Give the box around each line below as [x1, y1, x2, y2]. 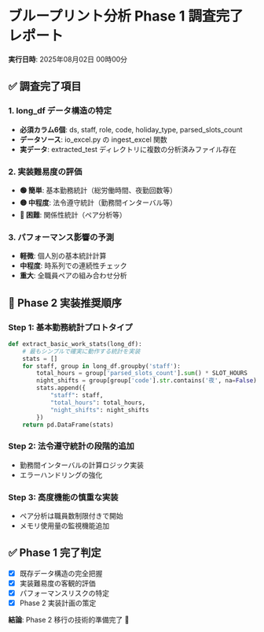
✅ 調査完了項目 [8, 80, 82, 93]
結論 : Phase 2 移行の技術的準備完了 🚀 [8, 615, 130, 625]
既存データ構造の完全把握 [19, 568, 103, 578]
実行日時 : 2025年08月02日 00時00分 [8, 54, 128, 64]
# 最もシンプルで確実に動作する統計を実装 [22, 348, 141, 355]
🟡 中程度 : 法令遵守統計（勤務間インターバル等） [19, 198, 177, 207]
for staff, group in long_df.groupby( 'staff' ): [22, 362, 181, 370]
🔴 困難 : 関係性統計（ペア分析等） [19, 210, 127, 219]
